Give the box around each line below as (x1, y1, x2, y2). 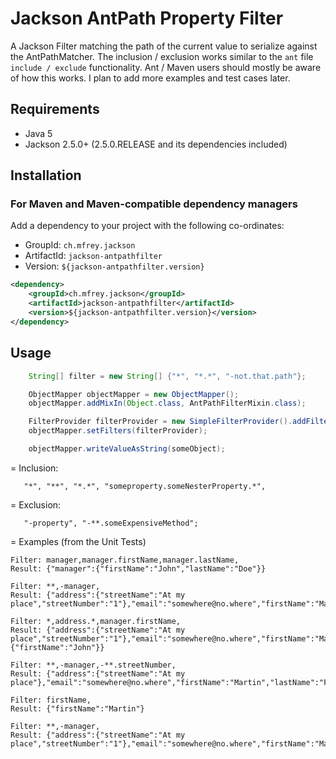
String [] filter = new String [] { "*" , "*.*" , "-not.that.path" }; (28, 371, 307, 381)
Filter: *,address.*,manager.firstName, (10, 616, 182, 626)
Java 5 (24, 127, 53, 139)
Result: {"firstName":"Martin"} (10, 703, 145, 714)
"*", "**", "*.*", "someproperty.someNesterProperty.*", (23, 481, 267, 491)
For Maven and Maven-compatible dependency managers (10, 197, 298, 211)
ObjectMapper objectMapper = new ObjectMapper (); (28, 389, 240, 399)
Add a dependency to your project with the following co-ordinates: (10, 220, 285, 232)
